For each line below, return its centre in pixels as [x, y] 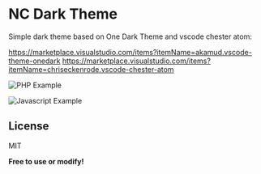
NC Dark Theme [63, 14]
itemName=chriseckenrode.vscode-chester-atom [91, 69]
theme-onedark [34, 61]
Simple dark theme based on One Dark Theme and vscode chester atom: [130, 36]
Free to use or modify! [46, 161]
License [29, 126]
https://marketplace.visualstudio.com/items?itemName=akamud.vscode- [130, 52]
